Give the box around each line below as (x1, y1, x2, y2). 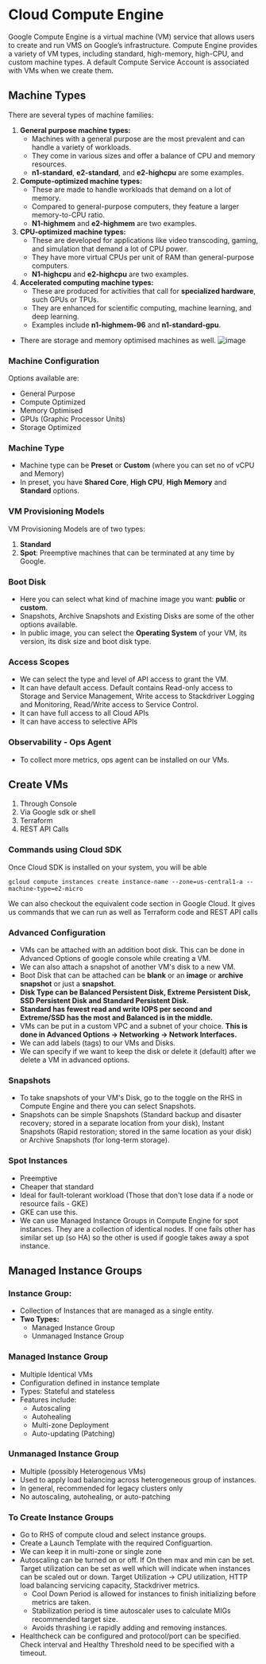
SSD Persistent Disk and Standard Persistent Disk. (19, 995, 189, 1005)
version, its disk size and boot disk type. (19, 636, 152, 646)
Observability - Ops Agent (8, 736, 112, 748)
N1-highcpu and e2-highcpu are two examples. (31, 269, 189, 279)
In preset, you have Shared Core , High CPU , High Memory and (19, 478, 227, 487)
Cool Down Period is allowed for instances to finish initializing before (31, 1589, 256, 1599)
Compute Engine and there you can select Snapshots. (19, 1101, 196, 1111)
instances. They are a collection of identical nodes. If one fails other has (19, 1224, 256, 1233)
